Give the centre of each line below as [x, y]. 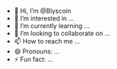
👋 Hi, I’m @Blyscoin [43, 11]
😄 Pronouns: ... [37, 51]
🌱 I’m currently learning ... [52, 26]
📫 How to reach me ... [47, 41]
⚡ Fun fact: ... [33, 59]
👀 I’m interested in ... [44, 18]
